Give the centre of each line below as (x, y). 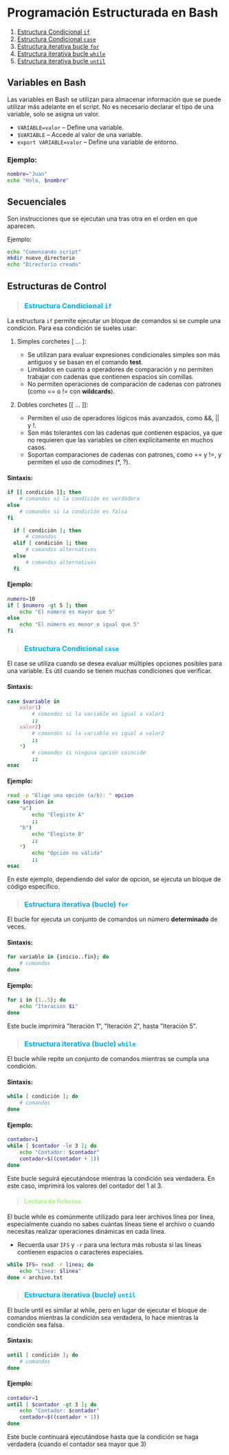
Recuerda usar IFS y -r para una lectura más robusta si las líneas (109, 1244)
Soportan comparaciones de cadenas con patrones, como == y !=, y (124, 454)
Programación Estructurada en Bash (113, 13)
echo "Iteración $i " (49, 1007)
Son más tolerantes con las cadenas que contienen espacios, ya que (124, 433)
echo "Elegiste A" (58, 815)
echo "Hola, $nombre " (38, 180)
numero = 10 (21, 599)
